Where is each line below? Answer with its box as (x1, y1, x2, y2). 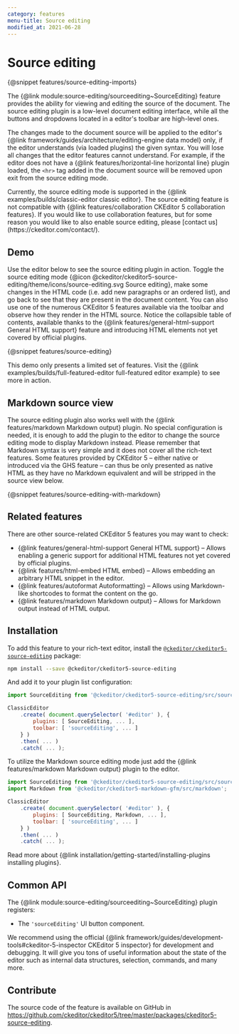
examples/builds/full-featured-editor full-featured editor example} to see (7, 369, 221, 377)
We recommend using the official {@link (7, 933, 125, 942)
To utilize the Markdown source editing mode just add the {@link (7, 757, 197, 766)
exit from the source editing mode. (7, 174, 109, 183)
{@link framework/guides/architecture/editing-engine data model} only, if (7, 136, 223, 145)
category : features (7, 10, 65, 18)
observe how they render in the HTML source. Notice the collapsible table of (7, 311, 232, 319)
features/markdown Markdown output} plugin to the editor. (7, 764, 180, 774)
